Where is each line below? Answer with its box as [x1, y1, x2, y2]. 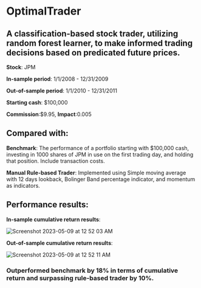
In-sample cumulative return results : [6, 216, 101, 223]
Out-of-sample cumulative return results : [6, 239, 114, 247]
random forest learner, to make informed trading [6, 38, 193, 48]
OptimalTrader [6, 4, 81, 18]
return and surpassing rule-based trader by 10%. [6, 273, 154, 282]
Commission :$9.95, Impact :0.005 [6, 111, 92, 118]
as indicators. [6, 182, 41, 189]
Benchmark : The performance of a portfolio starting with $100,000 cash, [6, 144, 189, 151]
